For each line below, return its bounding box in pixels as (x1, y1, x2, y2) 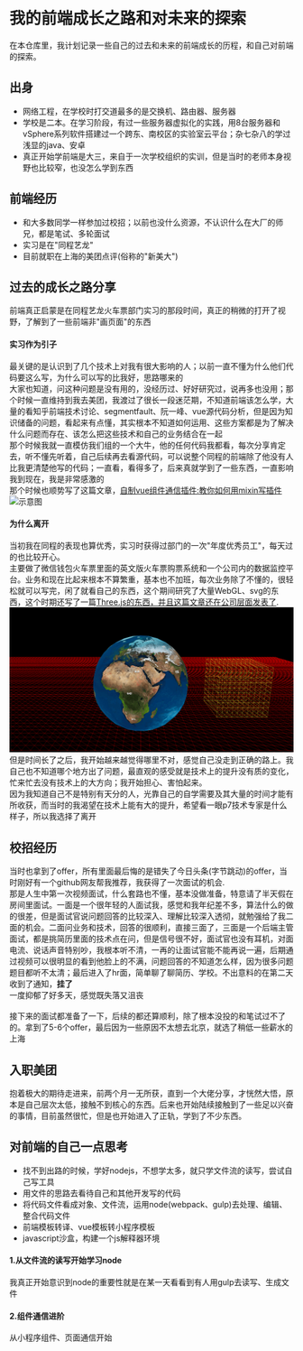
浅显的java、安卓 (22, 139, 86, 150)
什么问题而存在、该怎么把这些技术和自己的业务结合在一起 (9, 428, 223, 439)
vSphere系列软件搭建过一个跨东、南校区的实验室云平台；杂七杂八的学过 (22, 128, 291, 139)
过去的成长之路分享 (9, 279, 116, 294)
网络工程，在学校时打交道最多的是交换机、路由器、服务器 (22, 106, 236, 116)
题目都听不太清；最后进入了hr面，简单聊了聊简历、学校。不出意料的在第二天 (9, 967, 294, 978)
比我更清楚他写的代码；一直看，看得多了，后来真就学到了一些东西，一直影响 (9, 462, 294, 473)
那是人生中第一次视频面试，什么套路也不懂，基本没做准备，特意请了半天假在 (9, 888, 294, 899)
